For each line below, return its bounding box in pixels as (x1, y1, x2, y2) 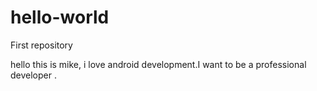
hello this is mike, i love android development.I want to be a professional (10, 58, 307, 70)
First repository (10, 39, 73, 51)
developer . (10, 69, 57, 81)
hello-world (10, 6, 110, 29)
